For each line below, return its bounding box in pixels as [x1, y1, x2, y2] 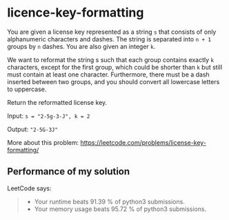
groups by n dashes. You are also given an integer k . [7, 42, 156, 50]
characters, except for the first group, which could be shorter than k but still [7, 63, 223, 71]
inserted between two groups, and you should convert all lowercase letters [7, 77, 220, 86]
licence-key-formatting [7, 5, 144, 21]
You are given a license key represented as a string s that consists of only [7, 28, 217, 36]
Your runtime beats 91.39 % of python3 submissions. [34, 197, 185, 206]
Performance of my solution [7, 166, 130, 177]
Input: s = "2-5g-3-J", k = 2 [7, 112, 90, 120]
